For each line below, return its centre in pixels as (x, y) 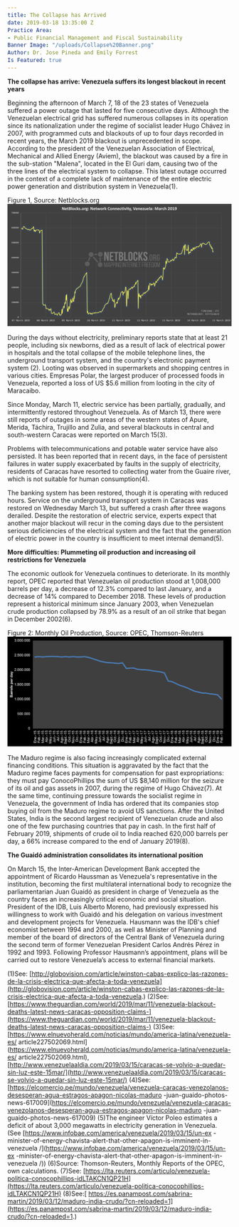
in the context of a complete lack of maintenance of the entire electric (110, 178)
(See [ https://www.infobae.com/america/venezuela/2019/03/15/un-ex (110, 1133)
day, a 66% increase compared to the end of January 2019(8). (99, 841)
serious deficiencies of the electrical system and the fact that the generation (119, 531)
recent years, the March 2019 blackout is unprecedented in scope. (105, 141)
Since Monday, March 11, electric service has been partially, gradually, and (116, 405)
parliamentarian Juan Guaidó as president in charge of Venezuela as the (113, 892)
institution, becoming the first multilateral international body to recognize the (119, 884)
